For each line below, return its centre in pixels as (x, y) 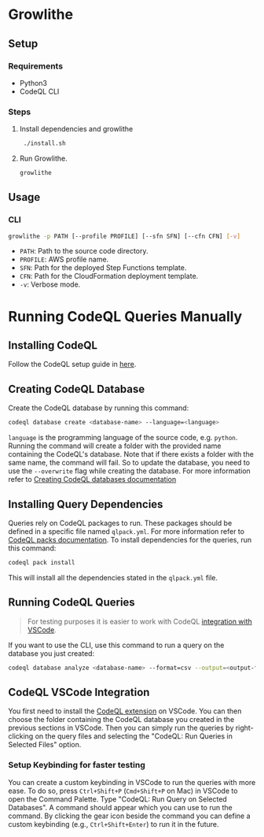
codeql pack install (42, 562)
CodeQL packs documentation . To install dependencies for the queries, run (130, 539)
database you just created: (51, 653)
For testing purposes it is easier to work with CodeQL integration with (140, 621)
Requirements (36, 66)
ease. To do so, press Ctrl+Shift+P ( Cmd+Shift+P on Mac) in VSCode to (123, 791)
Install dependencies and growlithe (76, 129)
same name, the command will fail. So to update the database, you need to (129, 463)
